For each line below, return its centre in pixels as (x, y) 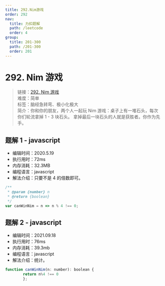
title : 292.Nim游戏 (25, 10)
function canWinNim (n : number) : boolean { (50, 270)
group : (12, 38)
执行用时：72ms (29, 159)
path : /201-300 (25, 47)
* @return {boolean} (28, 197)
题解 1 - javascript (33, 140)
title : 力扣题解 (25, 24)
